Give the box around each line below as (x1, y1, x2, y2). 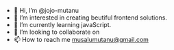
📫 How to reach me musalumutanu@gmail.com (13, 36, 149, 43)
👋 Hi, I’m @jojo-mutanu (13, 7, 79, 14)
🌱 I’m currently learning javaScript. (13, 21, 112, 28)
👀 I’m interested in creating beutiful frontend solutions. (13, 14, 168, 22)
